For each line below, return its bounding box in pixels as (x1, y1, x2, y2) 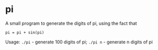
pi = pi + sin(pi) (5, 30, 44, 35)
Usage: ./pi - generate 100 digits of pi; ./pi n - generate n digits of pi (5, 39, 153, 45)
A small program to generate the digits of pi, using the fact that (5, 20, 137, 26)
